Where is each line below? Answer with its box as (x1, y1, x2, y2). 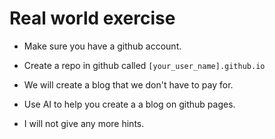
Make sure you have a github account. (23, 40, 182, 52)
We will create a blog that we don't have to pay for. (23, 78, 234, 91)
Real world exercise (9, 7, 176, 30)
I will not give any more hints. (23, 117, 145, 129)
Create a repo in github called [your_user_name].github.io (23, 59, 266, 71)
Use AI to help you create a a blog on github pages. (23, 98, 236, 110)
